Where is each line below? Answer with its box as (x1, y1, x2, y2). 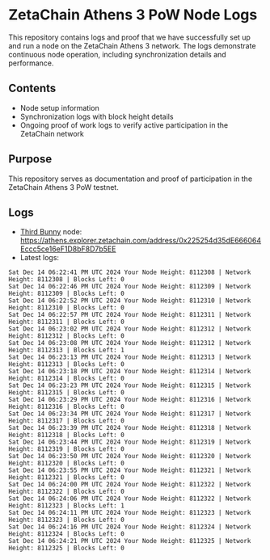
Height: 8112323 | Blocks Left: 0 (8, 516, 125, 524)
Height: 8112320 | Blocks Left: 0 (8, 459, 125, 468)
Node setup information (19, 103, 99, 112)
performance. (8, 58, 54, 68)
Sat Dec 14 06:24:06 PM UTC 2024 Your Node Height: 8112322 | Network (8, 495, 251, 503)
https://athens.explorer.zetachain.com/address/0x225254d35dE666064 (19, 236, 261, 246)
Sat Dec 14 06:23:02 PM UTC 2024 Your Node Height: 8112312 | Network (8, 325, 251, 333)
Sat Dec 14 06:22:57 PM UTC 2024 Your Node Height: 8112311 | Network (8, 311, 251, 319)
